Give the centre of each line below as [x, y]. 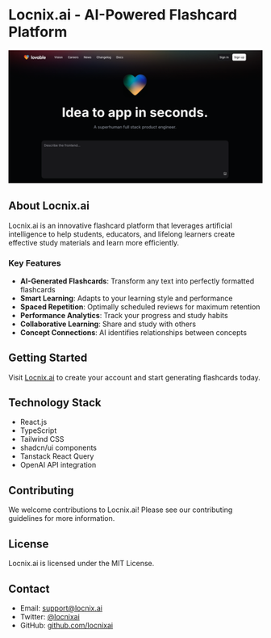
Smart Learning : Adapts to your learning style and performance [126, 298]
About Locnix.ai [49, 206]
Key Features [35, 263]
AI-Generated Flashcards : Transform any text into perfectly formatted [137, 281]
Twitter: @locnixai [50, 616]
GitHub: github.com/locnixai [67, 625]
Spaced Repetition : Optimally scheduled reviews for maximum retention [140, 306]
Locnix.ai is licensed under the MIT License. [81, 564]
